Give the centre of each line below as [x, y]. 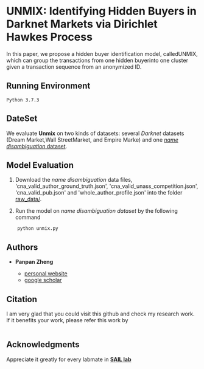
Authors [22, 247]
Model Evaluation [40, 165]
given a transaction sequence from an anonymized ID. [74, 67]
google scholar [43, 280]
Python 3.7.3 [23, 100]
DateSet [22, 119]
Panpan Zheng [34, 262]
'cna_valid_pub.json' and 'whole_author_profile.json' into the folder [99, 193]
